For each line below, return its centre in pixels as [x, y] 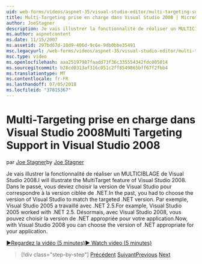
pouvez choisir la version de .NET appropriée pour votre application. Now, [97, 218]
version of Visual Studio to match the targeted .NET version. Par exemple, [97, 199]
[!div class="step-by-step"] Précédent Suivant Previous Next [96, 254]
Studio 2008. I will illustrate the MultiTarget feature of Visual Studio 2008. [96, 180]
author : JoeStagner [31, 23]
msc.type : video [26, 57]
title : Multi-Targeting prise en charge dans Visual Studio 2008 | [93, 17]
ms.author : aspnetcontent [38, 34]
